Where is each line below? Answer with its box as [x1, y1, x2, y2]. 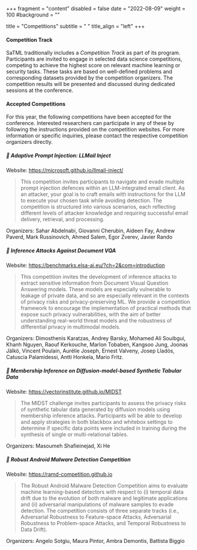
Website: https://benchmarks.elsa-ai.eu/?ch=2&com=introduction [6, 262, 165, 269]
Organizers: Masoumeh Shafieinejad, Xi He [6, 442, 111, 450]
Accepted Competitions [6, 100, 66, 107]
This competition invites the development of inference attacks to [20, 274, 177, 281]
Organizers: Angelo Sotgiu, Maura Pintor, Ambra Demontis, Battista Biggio [6, 538, 185, 545]
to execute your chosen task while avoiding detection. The [20, 197, 162, 204]
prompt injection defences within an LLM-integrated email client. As [20, 185, 185, 192]
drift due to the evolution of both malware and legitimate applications [20, 495, 188, 502]
